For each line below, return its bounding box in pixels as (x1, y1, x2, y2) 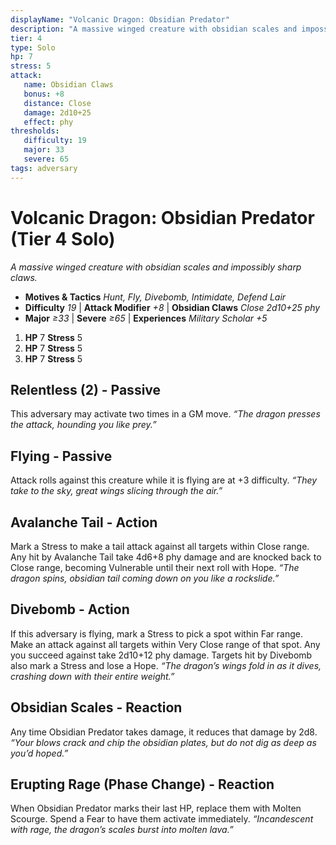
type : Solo (10, 42, 56, 53)
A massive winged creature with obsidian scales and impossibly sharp (10, 261, 302, 273)
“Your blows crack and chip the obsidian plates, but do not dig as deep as (10, 736, 317, 748)
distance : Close (23, 98, 92, 108)
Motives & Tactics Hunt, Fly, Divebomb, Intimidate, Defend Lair (24, 291, 287, 303)
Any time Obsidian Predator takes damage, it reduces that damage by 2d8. (10, 726, 318, 738)
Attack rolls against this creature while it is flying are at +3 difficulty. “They (10, 474, 318, 486)
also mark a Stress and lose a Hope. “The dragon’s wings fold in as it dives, (10, 659, 322, 671)
